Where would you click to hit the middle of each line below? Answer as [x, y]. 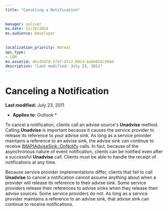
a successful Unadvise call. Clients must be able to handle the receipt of [81, 157]
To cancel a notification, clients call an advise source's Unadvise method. [82, 125]
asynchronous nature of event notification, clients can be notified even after [84, 151]
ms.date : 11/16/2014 [27, 29]
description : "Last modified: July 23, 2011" [54, 66]
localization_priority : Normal [38, 47]
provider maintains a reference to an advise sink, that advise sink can [77, 199]
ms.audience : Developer [30, 33]
